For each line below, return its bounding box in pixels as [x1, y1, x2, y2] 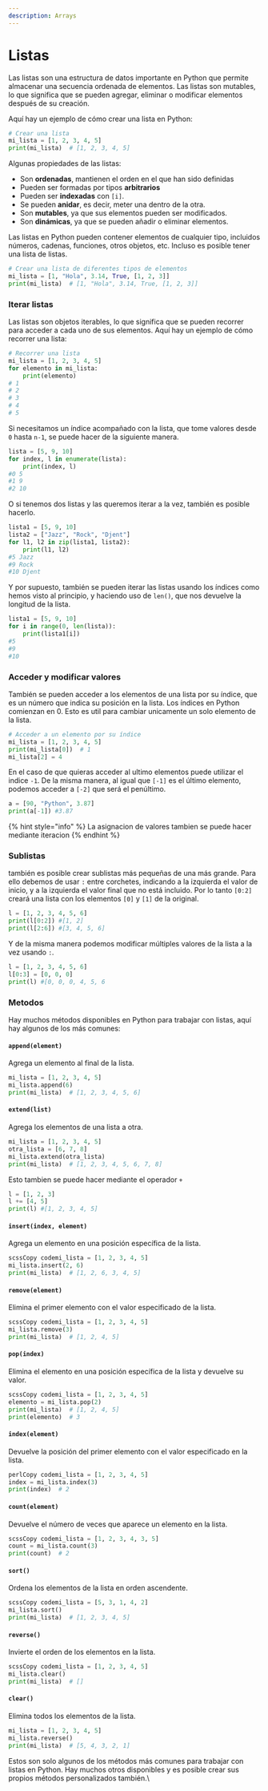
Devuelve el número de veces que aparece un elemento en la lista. [8, 1519, 228, 1529]
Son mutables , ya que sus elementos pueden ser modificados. [19, 208, 228, 218]
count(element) [8, 1503, 59, 1511]
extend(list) [8, 1106, 52, 1114]
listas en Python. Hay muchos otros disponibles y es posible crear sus [8, 1765, 240, 1774]
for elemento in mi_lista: [8, 364, 98, 373]
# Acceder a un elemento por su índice [8, 730, 142, 738]
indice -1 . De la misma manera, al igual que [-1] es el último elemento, [8, 776, 242, 785]
